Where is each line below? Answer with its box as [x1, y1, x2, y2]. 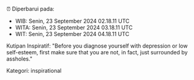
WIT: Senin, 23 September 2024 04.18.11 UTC [15, 31, 130, 37]
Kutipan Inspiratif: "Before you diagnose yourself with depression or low [6, 42, 188, 49]
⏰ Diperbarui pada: [6, 5, 55, 12]
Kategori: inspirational [6, 67, 62, 74]
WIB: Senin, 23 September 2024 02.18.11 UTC [15, 18, 130, 24]
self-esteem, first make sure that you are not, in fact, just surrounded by [6, 49, 188, 56]
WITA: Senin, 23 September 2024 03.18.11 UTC [15, 24, 133, 31]
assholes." [6, 55, 32, 62]
